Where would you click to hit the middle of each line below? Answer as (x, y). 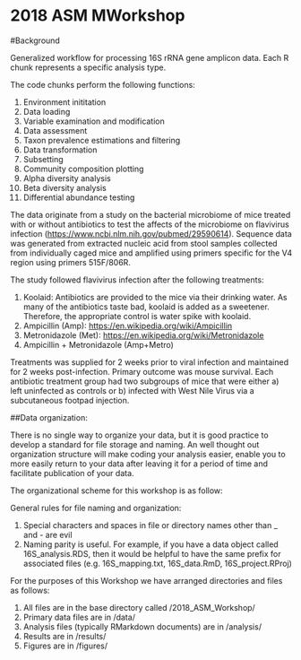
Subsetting (43, 159)
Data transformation (60, 150)
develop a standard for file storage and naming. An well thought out (135, 444)
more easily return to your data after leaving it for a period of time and (139, 464)
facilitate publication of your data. (72, 473)
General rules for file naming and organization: (96, 508)
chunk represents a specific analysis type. (88, 67)
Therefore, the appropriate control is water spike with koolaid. (137, 316)
